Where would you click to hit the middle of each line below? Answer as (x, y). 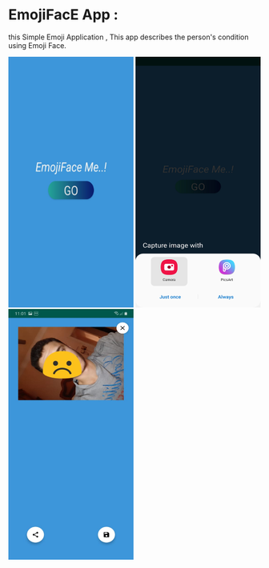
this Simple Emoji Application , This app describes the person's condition (128, 37)
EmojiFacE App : (63, 15)
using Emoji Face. (37, 45)
